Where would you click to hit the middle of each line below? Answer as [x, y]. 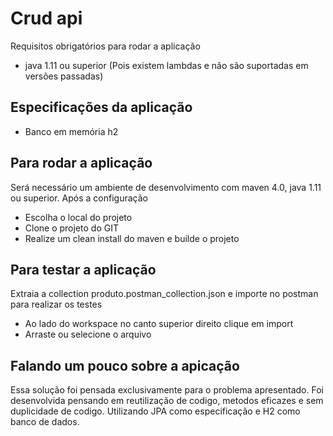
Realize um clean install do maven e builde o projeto [132, 238]
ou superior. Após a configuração [79, 198]
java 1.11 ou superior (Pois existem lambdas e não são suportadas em [166, 65]
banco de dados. [45, 422]
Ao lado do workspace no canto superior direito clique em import [159, 324]
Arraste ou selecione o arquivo [88, 334]
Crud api [46, 18]
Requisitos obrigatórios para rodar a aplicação [105, 46]
